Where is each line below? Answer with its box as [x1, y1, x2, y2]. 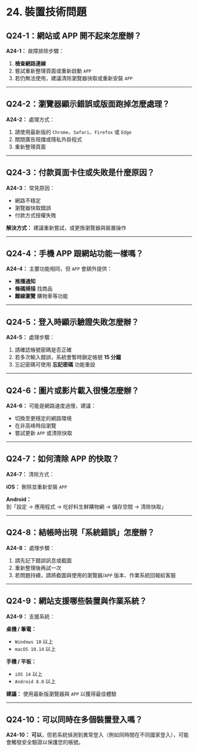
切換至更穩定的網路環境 [14, 415, 72, 422]
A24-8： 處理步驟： [6, 544, 55, 551]
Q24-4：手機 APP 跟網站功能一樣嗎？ [6, 249, 144, 259]
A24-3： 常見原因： [6, 184, 55, 192]
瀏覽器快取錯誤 [14, 204, 51, 211]
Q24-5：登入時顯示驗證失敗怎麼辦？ [6, 317, 140, 327]
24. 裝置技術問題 [6, 5, 87, 19]
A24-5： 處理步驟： [6, 334, 55, 341]
